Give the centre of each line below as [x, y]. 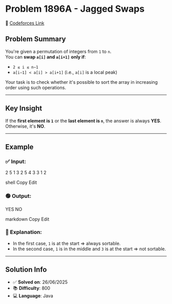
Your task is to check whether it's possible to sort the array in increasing [81, 82]
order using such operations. [36, 87]
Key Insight [24, 109]
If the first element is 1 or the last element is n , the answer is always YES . [83, 121]
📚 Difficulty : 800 [31, 288]
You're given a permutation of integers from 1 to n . [58, 51]
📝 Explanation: [24, 232]
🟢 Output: [18, 196]
